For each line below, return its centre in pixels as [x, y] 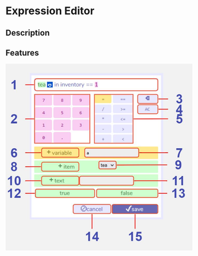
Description [28, 33]
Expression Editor [50, 11]
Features [22, 52]
